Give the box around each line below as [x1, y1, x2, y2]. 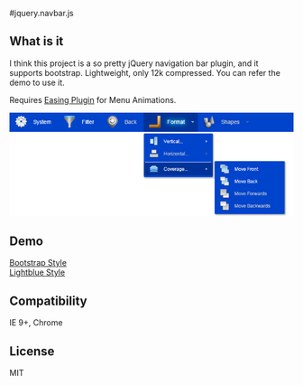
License [9, 343, 55, 359]
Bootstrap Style [9, 258, 68, 268]
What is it [9, 33, 64, 49]
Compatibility [9, 293, 87, 308]
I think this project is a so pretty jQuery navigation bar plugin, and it [9, 58, 259, 69]
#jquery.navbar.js [9, 8, 74, 18]
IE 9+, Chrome [9, 317, 63, 328]
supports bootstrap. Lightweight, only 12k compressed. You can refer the [9, 67, 281, 78]
